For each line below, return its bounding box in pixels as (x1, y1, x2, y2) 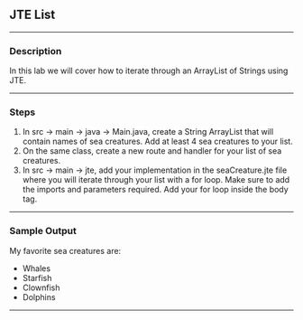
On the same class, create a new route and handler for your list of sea (22, 146, 282, 156)
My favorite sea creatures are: (9, 245, 122, 256)
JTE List (9, 7, 56, 23)
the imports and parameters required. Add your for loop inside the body (22, 184, 289, 195)
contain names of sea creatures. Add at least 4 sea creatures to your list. (22, 136, 293, 147)
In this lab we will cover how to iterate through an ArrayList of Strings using (9, 65, 289, 76)
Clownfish (22, 282, 60, 293)
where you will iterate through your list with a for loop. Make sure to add (22, 174, 290, 185)
